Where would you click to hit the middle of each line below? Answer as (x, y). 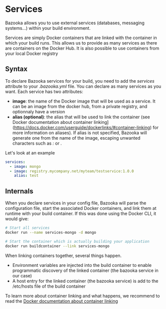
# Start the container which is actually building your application (77, 241)
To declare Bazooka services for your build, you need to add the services (80, 81)
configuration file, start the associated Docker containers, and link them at (81, 208)
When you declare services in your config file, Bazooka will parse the (76, 203)
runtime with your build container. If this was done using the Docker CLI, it (81, 213)
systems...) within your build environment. (48, 28)
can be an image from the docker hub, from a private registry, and (80, 106)
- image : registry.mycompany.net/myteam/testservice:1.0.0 (72, 171)
